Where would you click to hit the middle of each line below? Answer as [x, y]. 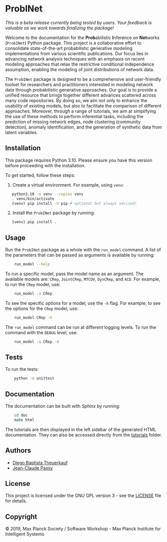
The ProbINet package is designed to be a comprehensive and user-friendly [83, 79]
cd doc [21, 415]
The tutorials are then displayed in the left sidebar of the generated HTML [81, 429]
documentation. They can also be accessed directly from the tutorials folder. [83, 435]
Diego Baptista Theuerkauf [40, 462]
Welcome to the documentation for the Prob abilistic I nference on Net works [82, 38]
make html [24, 420]
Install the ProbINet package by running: [54, 213]
